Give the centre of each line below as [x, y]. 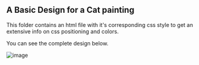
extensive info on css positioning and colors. [63, 31]
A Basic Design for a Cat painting [70, 10]
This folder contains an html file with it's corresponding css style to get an [100, 25]
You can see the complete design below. [58, 43]
